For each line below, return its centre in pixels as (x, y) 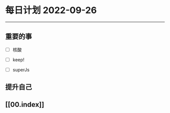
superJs (21, 70)
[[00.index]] (25, 104)
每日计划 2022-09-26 (51, 10)
